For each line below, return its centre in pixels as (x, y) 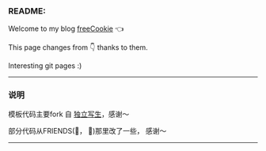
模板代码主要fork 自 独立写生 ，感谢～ (69, 114)
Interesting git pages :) (45, 66)
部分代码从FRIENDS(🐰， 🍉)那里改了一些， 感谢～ (87, 130)
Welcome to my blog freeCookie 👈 (66, 28)
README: (27, 11)
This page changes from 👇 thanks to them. (78, 47)
